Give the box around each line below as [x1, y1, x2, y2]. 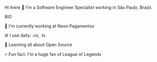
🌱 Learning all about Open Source [4, 42, 72, 48]
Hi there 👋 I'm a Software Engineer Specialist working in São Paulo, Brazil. [4, 5, 153, 10]
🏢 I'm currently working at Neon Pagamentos [4, 23, 95, 29]
